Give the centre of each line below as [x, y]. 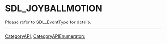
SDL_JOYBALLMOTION [54, 9]
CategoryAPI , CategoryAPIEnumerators [45, 36]
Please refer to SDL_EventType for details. [48, 22]
